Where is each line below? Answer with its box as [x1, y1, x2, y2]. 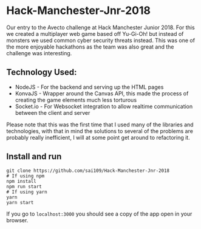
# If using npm [6, 173, 45, 179]
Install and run [6, 151, 62, 162]
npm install [6, 178, 36, 184]
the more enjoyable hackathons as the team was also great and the [6, 43, 174, 50]
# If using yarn [6, 189, 47, 195]
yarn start [6, 199, 34, 205]
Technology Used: [6, 67, 77, 78]
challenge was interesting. [6, 49, 72, 56]
